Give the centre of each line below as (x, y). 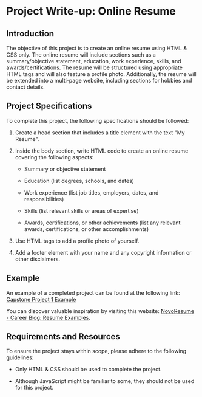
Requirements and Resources (63, 337)
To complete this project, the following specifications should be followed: (98, 120)
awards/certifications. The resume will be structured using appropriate (95, 67)
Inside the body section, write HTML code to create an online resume (102, 151)
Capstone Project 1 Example (41, 299)
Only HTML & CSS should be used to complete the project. (88, 370)
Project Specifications (49, 106)
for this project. (34, 388)
